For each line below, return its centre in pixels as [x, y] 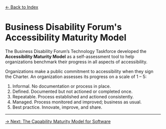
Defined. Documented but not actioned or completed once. [72, 91]
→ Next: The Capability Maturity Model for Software [58, 121]
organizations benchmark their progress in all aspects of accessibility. [76, 62]
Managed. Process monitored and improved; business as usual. [77, 102]
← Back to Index [22, 7]
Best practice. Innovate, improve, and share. [57, 107]
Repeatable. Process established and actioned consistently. [73, 96]
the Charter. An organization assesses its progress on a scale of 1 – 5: [76, 77]
